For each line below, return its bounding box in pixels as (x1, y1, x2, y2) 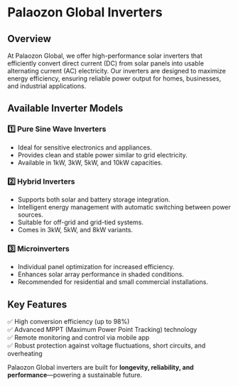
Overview (7, 33, 52, 45)
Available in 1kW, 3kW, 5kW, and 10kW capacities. (17, 158, 163, 167)
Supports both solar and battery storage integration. (17, 195, 171, 204)
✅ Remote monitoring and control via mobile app (7, 333, 150, 342)
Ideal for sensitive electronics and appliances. (17, 143, 153, 152)
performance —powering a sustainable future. (7, 371, 143, 380)
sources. (17, 210, 44, 219)
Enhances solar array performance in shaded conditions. (17, 270, 185, 278)
